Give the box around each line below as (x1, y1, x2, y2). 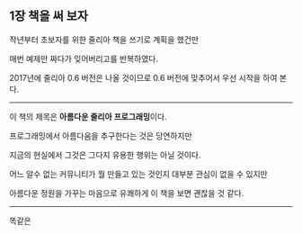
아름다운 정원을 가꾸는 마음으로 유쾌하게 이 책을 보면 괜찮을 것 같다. (9, 187, 244, 198)
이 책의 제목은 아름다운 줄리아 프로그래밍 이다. (9, 111, 168, 121)
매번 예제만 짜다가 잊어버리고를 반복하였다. (9, 53, 159, 64)
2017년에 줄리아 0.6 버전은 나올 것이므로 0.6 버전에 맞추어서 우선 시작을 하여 (9, 72, 278, 83)
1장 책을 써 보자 (9, 8, 88, 24)
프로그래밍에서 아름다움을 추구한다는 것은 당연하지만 (9, 130, 192, 141)
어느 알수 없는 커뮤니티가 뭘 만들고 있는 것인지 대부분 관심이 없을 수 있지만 (9, 168, 268, 179)
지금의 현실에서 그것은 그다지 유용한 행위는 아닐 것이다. (9, 149, 201, 160)
